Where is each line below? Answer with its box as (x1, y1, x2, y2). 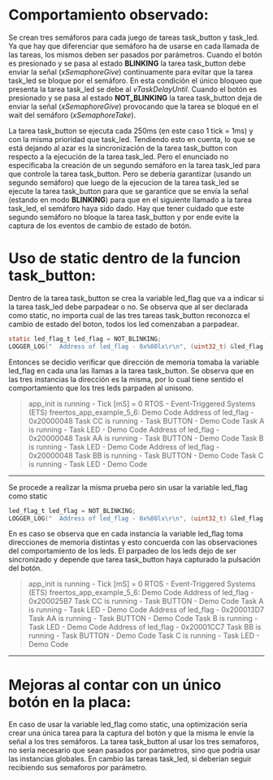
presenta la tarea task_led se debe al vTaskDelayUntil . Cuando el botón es (8, 84, 258, 94)
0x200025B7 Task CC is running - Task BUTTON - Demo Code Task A (28, 597, 264, 606)
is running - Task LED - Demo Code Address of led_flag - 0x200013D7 (28, 605, 264, 614)
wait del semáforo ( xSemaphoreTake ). (8, 110, 136, 119)
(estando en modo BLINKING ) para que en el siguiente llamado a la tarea (8, 195, 252, 205)
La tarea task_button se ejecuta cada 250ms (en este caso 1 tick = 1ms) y (8, 126, 253, 136)
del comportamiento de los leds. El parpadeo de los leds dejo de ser (8, 546, 237, 556)
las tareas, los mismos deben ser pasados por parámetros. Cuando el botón (8, 50, 262, 59)
